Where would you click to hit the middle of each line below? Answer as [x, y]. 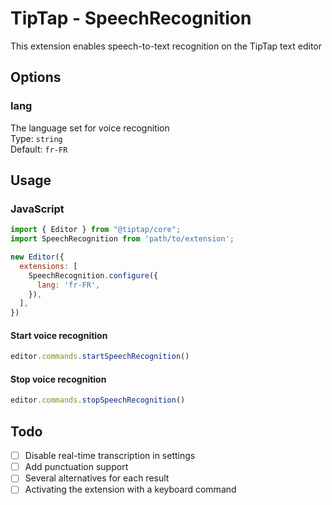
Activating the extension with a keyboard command [130, 489]
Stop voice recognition [58, 379]
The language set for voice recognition [90, 128]
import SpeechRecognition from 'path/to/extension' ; [122, 239]
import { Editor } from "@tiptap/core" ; [96, 230]
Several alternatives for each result [97, 478]
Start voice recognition [59, 335]
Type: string [36, 138]
